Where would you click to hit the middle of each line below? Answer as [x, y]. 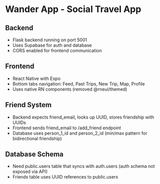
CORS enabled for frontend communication [57, 51]
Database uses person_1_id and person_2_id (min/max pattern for [80, 133]
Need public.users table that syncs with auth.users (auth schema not [84, 166]
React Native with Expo [37, 78]
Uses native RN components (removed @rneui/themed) [70, 89]
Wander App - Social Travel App [73, 9]
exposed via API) [30, 171]
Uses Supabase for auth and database [52, 45]
